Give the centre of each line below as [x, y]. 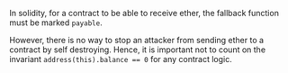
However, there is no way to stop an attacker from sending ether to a [136, 40]
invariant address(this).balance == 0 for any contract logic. [121, 59]
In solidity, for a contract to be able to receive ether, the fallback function [144, 13]
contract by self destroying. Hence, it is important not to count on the [138, 50]
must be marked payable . [56, 23]
